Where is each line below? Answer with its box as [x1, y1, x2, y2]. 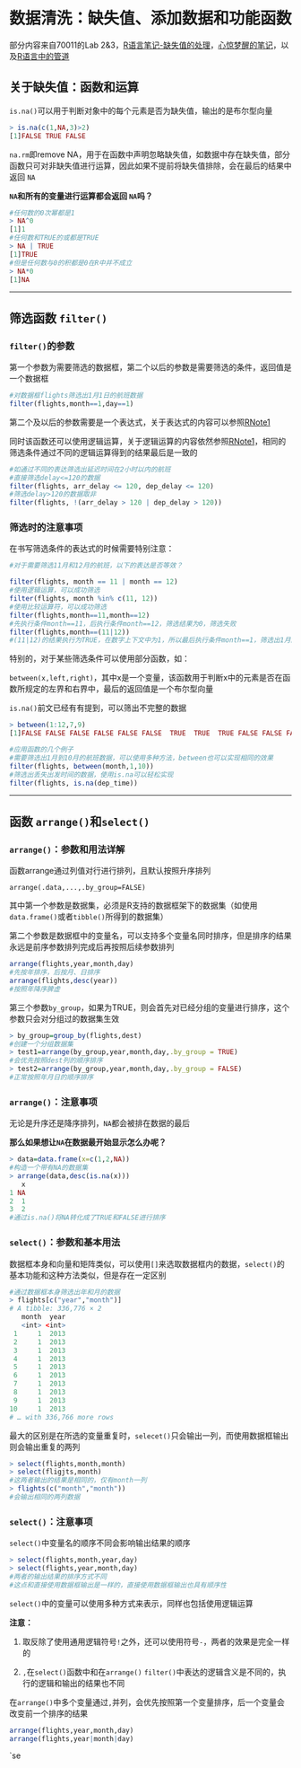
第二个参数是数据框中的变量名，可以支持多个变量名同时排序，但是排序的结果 [9, 930, 292, 941]
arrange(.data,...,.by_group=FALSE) [9, 884, 146, 893]
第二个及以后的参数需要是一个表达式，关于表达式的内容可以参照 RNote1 [9, 417, 271, 427]
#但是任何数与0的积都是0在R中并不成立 [9, 258, 133, 268]
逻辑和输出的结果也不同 [38, 1677, 125, 1688]
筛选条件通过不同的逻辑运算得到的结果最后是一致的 [9, 446, 198, 458]
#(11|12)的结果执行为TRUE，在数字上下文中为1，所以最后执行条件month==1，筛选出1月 [9, 636, 291, 645]
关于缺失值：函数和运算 [9, 80, 139, 95]
